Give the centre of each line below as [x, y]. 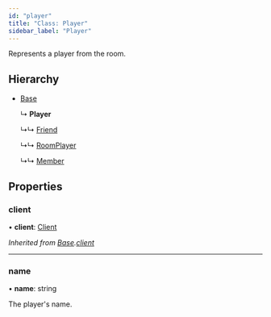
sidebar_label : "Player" [50, 31]
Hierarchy [34, 79]
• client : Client [33, 227]
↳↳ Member [42, 161]
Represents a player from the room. [67, 54]
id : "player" [30, 16]
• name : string [33, 289]
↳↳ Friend [39, 130]
